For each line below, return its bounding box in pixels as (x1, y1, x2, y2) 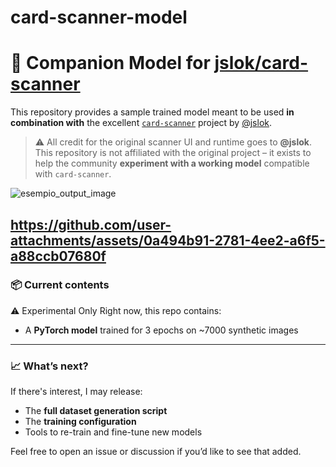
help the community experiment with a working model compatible (34, 157, 310, 170)
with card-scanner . (34, 168, 112, 180)
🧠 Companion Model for (10, 52, 211, 75)
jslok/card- (214, 52, 309, 75)
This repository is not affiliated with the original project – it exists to (34, 147, 312, 159)
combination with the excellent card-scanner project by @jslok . (10, 117, 273, 129)
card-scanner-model (10, 6, 188, 29)
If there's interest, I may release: (10, 386, 143, 398)
